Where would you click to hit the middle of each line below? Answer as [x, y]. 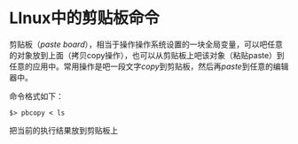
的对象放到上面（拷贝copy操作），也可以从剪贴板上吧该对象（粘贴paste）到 [147, 55]
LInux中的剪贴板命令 [84, 18]
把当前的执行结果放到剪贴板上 [63, 130]
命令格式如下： [36, 96]
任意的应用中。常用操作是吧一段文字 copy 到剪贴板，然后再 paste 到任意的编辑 [149, 66]
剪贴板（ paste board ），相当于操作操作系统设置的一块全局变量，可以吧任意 [146, 44]
